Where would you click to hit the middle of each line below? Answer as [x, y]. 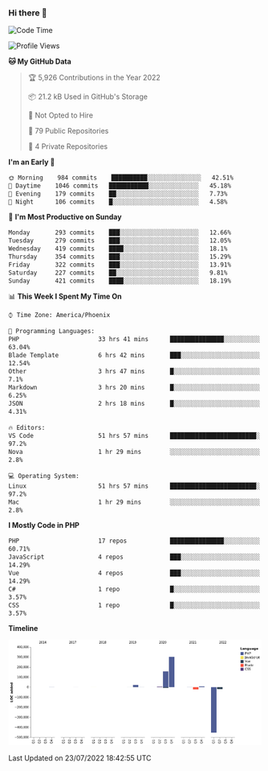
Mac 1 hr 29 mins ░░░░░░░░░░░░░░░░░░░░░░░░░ [134, 502]
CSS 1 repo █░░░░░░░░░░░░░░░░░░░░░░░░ [134, 606]
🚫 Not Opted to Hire [61, 115]
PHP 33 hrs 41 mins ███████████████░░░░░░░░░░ [134, 340]
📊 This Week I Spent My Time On [65, 296]
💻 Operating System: [44, 476]
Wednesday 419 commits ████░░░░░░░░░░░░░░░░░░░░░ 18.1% [118, 249]
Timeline [23, 629]
